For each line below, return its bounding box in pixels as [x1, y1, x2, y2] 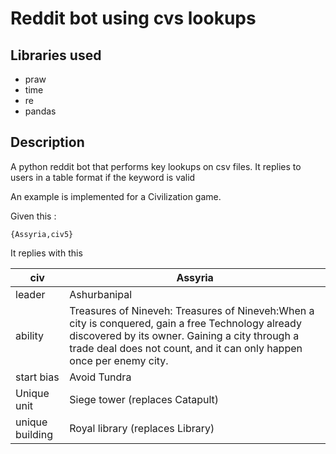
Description [10, 134, 85, 151]
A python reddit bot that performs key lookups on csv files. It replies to [10, 160, 302, 172]
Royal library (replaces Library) [69, 421, 215, 435]
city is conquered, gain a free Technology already [69, 316, 302, 330]
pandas [24, 105, 57, 117]
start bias [15, 370, 60, 384]
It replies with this [10, 247, 83, 259]
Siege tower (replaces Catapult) [69, 392, 220, 406]
